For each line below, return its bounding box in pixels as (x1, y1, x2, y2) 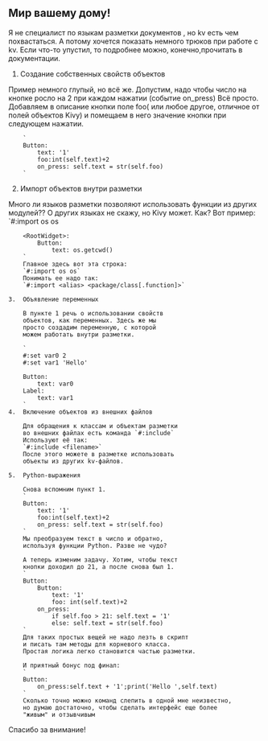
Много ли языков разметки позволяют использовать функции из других (8, 199, 258, 208)
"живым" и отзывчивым (23, 710, 95, 718)
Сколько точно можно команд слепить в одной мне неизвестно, (23, 696, 232, 705)
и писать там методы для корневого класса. (23, 640, 171, 648)
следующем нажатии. (8, 118, 85, 128)
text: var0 (37, 380, 74, 388)
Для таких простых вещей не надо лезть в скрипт (23, 633, 189, 641)
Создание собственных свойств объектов (19, 68, 166, 79)
